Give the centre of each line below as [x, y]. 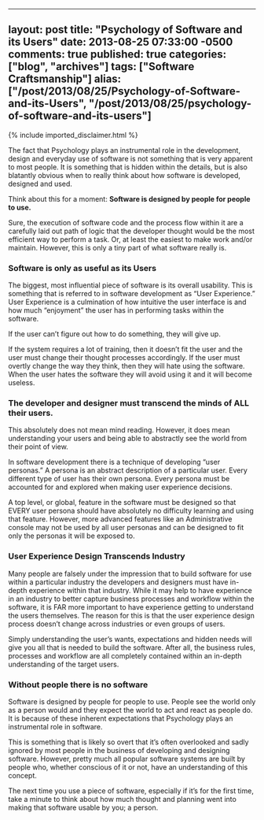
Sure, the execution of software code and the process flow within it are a [126, 222]
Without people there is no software [78, 685]
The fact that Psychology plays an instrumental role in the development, [125, 150]
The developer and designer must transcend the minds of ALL [129, 403]
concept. [23, 775]
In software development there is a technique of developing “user [114, 462]
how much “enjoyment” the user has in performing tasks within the [116, 310]
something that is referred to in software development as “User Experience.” [132, 294]
